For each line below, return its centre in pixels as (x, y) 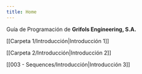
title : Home (21, 12)
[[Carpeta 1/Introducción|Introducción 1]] (58, 41)
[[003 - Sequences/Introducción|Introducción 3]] (68, 64)
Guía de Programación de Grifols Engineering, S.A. (71, 29)
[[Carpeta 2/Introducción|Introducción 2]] (59, 53)
